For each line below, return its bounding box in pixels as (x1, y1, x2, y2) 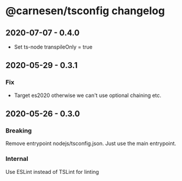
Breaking (5, 127, 32, 134)
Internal (5, 155, 29, 163)
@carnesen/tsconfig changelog (5, 4, 166, 18)
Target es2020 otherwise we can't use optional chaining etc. (14, 92, 161, 99)
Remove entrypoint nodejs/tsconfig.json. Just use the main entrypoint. (5, 140, 177, 147)
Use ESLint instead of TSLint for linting (5, 168, 100, 175)
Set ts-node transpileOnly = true (14, 43, 92, 50)
